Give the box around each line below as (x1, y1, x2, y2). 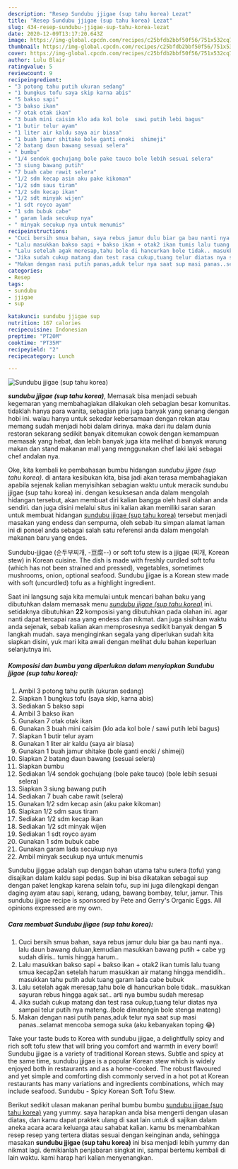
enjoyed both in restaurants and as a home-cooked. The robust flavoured (8, 1064, 222, 1073)
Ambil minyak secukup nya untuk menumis (18, 852, 143, 861)
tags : (8, 281, 24, 288)
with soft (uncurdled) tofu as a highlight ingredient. (8, 579, 156, 587)
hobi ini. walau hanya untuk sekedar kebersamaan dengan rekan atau (8, 414, 210, 423)
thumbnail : (8, 43, 40, 50)
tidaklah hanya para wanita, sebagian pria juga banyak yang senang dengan (8, 407, 230, 415)
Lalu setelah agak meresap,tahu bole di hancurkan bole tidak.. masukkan (18, 983, 231, 992)
